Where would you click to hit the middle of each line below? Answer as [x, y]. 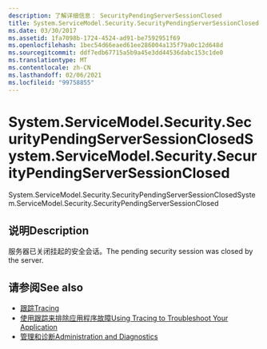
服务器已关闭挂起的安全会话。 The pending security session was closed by [131, 252]
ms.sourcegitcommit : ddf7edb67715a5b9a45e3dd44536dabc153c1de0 [116, 53]
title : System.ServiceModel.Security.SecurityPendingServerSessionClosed [134, 23]
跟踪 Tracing [40, 308]
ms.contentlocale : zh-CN [50, 68]
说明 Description [49, 230]
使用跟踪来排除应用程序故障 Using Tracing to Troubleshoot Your [124, 318]
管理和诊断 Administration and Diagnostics [89, 337]
